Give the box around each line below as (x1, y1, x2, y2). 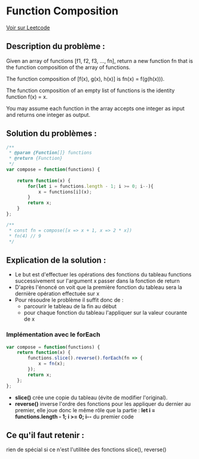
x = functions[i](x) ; (38, 189, 93, 195)
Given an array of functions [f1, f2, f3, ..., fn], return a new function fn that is (6, 57, 193, 64)
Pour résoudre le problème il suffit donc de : (14, 296, 124, 303)
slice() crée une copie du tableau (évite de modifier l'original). (14, 394, 168, 401)
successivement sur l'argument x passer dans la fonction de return (14, 277, 180, 285)
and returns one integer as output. (6, 111, 91, 118)
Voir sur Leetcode (6, 24, 50, 31)
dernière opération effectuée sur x (14, 290, 100, 297)
